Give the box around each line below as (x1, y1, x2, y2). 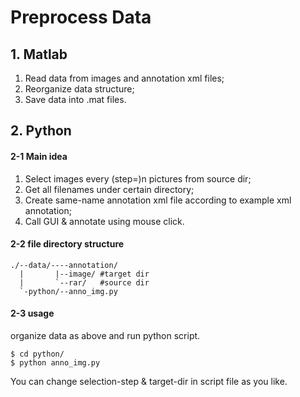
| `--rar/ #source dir (19, 277, 150, 288)
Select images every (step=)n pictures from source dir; (24, 172, 252, 185)
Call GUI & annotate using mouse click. (24, 215, 185, 227)
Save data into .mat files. (24, 94, 127, 105)
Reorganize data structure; (24, 83, 135, 95)
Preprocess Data (10, 6, 152, 29)
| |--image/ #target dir (19, 269, 150, 279)
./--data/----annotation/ (10, 260, 118, 270)
